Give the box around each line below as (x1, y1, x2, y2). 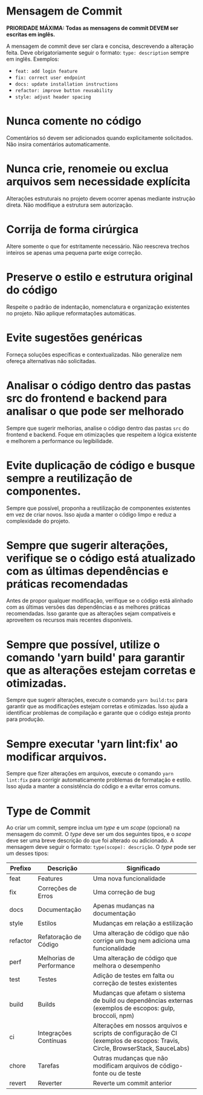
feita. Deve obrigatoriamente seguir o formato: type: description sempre (6, 49, 189, 56)
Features (37, 874, 63, 883)
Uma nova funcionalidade (92, 874, 166, 883)
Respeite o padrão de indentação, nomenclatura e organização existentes (6, 303, 190, 310)
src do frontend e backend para (6, 391, 167, 405)
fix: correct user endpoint (14, 75, 86, 81)
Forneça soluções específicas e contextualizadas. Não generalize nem (6, 350, 182, 358)
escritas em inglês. (6, 30, 56, 38)
